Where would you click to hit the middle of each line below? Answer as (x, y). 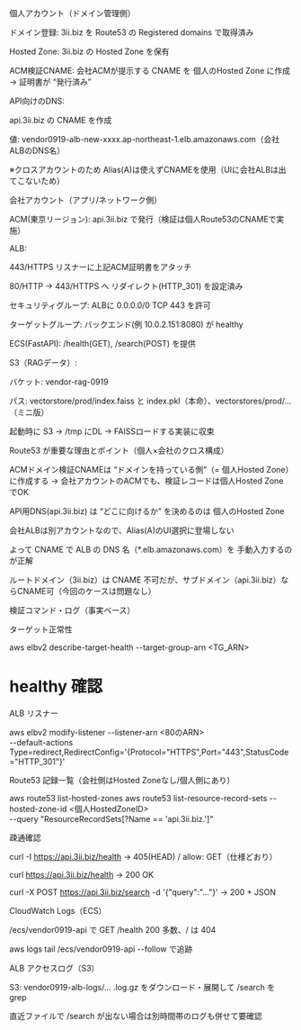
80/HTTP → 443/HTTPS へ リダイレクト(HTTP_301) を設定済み (126, 286)
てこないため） (37, 181)
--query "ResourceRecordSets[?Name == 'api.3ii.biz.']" (111, 818)
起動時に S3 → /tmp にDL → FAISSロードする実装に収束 (112, 431)
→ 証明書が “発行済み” (50, 82)
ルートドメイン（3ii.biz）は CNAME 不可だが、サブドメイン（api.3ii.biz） (145, 580)
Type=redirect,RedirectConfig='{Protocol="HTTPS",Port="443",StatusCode (149, 752)
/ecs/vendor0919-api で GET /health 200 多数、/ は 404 (113, 929)
